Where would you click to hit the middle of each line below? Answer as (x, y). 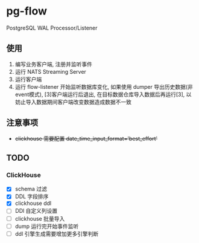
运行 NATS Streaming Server (50, 71)
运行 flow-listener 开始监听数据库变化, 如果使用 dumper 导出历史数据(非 (104, 86)
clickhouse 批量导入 (40, 218)
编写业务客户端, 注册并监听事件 (53, 64)
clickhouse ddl (33, 203)
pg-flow (27, 11)
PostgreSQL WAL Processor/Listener (52, 28)
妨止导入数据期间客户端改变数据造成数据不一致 (73, 102)
